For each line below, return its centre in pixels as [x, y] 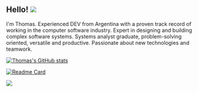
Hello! [17, 10]
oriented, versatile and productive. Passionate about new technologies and [98, 42]
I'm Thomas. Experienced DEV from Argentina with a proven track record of [99, 24]
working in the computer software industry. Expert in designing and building [99, 30]
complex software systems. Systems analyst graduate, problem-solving [94, 36]
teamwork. [19, 49]
